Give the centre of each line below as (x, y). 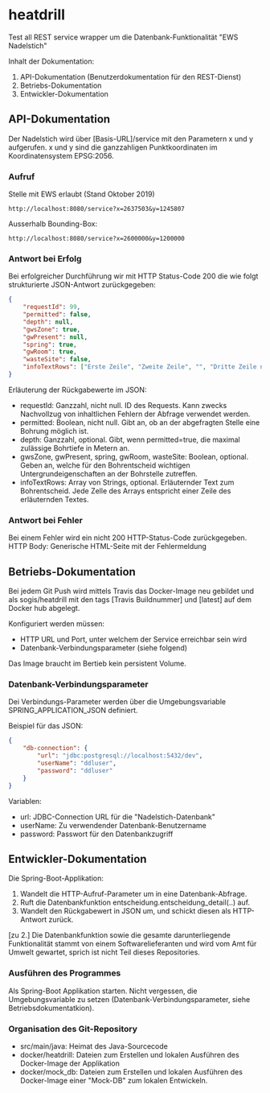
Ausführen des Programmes (65, 973)
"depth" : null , (48, 322)
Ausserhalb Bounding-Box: (53, 224)
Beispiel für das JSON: (46, 726)
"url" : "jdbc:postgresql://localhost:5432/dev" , (120, 756)
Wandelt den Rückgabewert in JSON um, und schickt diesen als (125, 911)
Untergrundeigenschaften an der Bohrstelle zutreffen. (109, 473)
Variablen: (25, 801)
